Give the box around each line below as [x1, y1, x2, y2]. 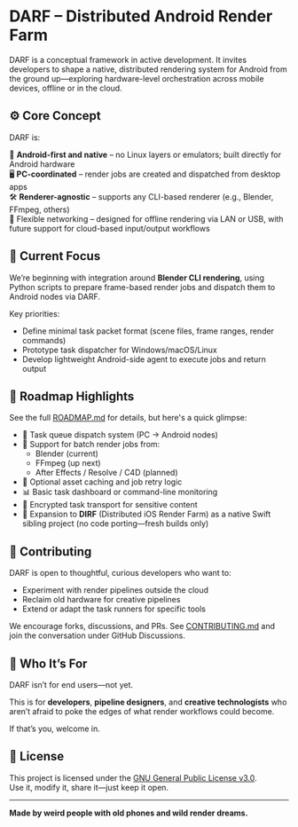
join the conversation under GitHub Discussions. [9, 630, 186, 641]
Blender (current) [35, 448, 99, 459]
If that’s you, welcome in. [9, 723, 100, 734]
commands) [21, 335, 67, 345]
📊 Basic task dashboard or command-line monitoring [21, 486, 218, 498]
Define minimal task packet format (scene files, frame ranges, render [21, 326, 275, 336]
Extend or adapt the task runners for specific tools [21, 603, 207, 614]
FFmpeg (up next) [35, 458, 101, 469]
